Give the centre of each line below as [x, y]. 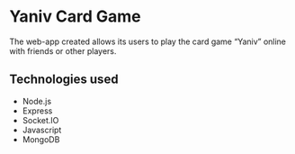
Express [37, 111]
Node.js [37, 101]
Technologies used [64, 80]
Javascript [42, 130]
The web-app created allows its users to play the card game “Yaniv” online [147, 41]
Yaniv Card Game [75, 17]
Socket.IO [40, 120]
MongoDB [41, 139]
